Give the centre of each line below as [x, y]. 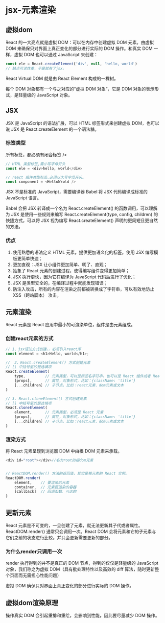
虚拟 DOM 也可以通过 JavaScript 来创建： [56, 55]
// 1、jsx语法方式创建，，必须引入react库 [43, 349]
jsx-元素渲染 [31, 10]
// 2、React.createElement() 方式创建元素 [48, 362]
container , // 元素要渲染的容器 [46, 487]
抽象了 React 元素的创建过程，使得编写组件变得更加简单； [71, 270]
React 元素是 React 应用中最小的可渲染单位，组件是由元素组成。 [70, 325]
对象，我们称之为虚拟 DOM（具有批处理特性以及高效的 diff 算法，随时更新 [80, 569]
